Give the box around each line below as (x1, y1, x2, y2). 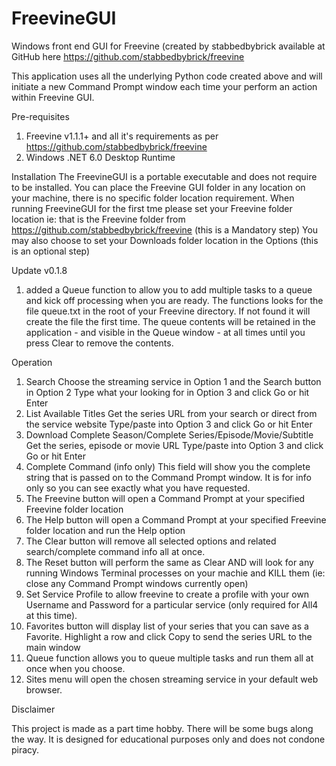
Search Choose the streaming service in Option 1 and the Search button (25, 375, 322, 387)
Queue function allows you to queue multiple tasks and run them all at (25, 652, 314, 664)
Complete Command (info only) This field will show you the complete (25, 460, 311, 472)
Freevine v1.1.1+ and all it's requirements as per (25, 130, 219, 142)
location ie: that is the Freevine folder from (11, 213, 186, 225)
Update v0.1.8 (11, 264, 68, 276)
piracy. (11, 743, 40, 756)
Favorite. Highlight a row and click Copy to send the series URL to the (25, 630, 313, 642)
